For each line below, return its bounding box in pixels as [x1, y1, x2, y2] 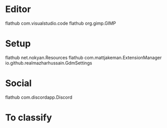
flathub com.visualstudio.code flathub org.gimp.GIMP [5, 20, 116, 26]
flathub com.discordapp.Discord [5, 94, 73, 100]
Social [5, 78, 32, 89]
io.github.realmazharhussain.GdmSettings [5, 59, 92, 66]
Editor [5, 4, 31, 15]
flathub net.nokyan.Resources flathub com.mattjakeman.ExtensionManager [5, 54, 162, 60]
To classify [5, 112, 52, 123]
